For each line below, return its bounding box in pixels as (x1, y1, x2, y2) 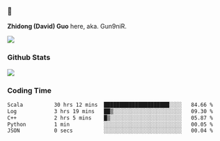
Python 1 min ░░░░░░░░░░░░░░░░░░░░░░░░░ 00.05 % (7, 121, 214, 128)
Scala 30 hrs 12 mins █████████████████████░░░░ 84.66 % (7, 101, 214, 108)
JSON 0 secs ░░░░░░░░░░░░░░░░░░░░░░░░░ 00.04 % (7, 127, 214, 135)
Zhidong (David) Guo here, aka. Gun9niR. (7, 22, 127, 31)
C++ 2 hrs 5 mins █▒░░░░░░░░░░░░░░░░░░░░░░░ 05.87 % (7, 114, 214, 121)
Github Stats (7, 52, 51, 62)
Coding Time (7, 85, 52, 95)
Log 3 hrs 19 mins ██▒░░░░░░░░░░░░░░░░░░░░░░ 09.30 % (7, 107, 214, 114)
